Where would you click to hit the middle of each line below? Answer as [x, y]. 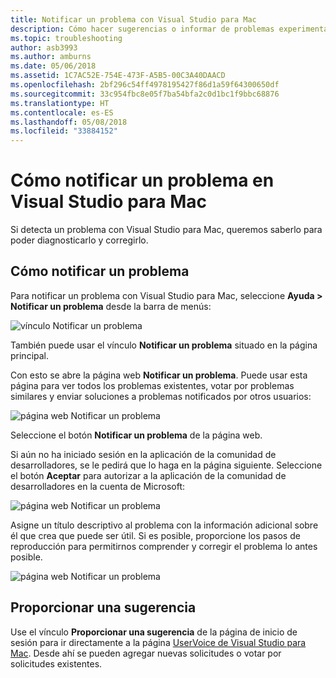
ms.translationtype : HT [60, 103]
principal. [30, 355]
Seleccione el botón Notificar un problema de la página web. [136, 435]
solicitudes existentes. [56, 663]
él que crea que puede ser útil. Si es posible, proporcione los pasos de [155, 535]
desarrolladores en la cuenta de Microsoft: [98, 486]
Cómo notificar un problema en [142, 180]
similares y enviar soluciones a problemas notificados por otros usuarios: [161, 396]
